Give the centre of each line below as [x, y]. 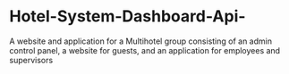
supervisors [31, 60]
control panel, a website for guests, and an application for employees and [144, 50]
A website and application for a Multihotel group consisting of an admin [141, 41]
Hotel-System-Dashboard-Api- [127, 16]
